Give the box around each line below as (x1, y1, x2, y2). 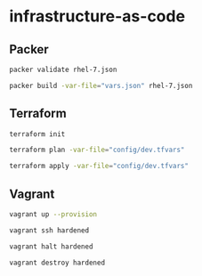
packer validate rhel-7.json (9, 65, 117, 74)
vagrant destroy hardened (9, 258, 105, 267)
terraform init (9, 129, 66, 139)
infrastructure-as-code (9, 6, 185, 27)
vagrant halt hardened (9, 242, 93, 251)
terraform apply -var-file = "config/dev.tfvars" (9, 162, 190, 171)
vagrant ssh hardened (9, 225, 90, 235)
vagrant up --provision (9, 210, 98, 219)
